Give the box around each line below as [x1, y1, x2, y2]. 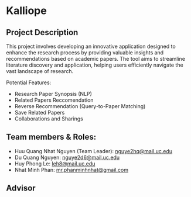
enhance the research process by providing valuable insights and [6, 49, 164, 56]
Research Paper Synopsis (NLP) [14, 91, 93, 97]
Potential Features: [6, 79, 52, 86]
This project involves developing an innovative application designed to [6, 43, 176, 50]
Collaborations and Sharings [14, 115, 83, 122]
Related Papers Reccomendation [14, 96, 94, 103]
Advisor [6, 183, 36, 193]
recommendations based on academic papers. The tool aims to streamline [6, 56, 186, 62]
